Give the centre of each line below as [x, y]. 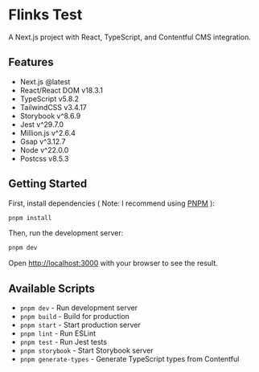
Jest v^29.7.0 [42, 124]
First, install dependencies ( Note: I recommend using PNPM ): [112, 203]
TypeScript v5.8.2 [49, 99]
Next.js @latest [45, 81]
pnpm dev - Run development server [79, 308]
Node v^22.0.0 [44, 149]
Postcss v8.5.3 [44, 158]
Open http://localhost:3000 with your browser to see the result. [113, 264]
